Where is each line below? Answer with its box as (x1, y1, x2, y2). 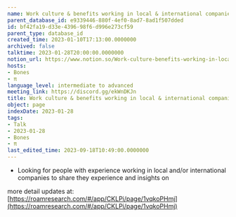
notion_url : (7, 56, 42, 63)
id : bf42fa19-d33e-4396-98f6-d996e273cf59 (7, 23, 133, 30)
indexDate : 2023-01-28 (7, 108, 74, 115)
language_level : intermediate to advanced (7, 82, 133, 89)
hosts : (7, 62, 27, 69)
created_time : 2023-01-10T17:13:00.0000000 (7, 36, 137, 43)
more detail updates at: (7, 187, 74, 195)
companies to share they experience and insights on (17, 174, 170, 182)
